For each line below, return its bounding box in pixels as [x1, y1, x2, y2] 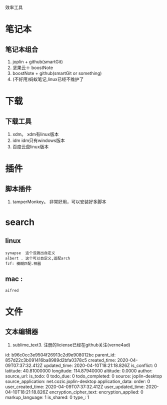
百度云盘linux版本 [12, 144, 49, 149]
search [5, 216, 35, 228]
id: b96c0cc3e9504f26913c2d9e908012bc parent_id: [5, 351, 116, 357]
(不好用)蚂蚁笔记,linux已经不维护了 [12, 76, 84, 82]
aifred [5, 288, 19, 293]
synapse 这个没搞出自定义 [5, 250, 55, 255]
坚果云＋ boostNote [12, 64, 53, 70]
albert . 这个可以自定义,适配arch [5, 256, 70, 261]
